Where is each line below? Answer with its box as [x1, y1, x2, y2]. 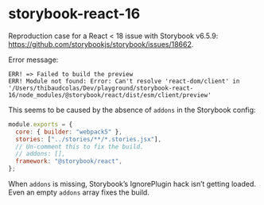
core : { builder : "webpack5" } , [15, 128, 123, 136]
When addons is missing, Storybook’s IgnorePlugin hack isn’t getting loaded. [8, 180, 257, 189]
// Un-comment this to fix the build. [15, 142, 145, 151]
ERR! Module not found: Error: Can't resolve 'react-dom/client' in [8, 77, 240, 85]
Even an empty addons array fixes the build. [8, 188, 149, 197]
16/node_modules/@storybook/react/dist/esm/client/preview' [8, 91, 212, 99]
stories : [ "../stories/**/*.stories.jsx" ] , [15, 135, 161, 143]
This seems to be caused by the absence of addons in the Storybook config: [8, 105, 256, 114]
